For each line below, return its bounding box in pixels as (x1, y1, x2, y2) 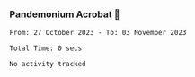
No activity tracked (9, 60, 87, 69)
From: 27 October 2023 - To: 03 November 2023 (9, 29, 187, 38)
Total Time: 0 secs (9, 44, 83, 53)
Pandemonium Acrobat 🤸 (9, 8, 121, 21)
